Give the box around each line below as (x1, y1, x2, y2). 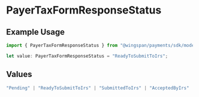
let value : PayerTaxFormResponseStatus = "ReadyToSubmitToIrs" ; (6, 53, 168, 59)
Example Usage (6, 27, 65, 37)
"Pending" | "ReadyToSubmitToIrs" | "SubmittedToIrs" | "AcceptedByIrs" (6, 85, 190, 91)
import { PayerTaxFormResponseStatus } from (6, 42, 118, 48)
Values (6, 69, 33, 79)
